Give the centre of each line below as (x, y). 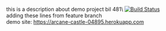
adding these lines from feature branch (54, 15)
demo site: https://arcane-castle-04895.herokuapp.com (75, 22)
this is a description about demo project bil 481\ (65, 9)
